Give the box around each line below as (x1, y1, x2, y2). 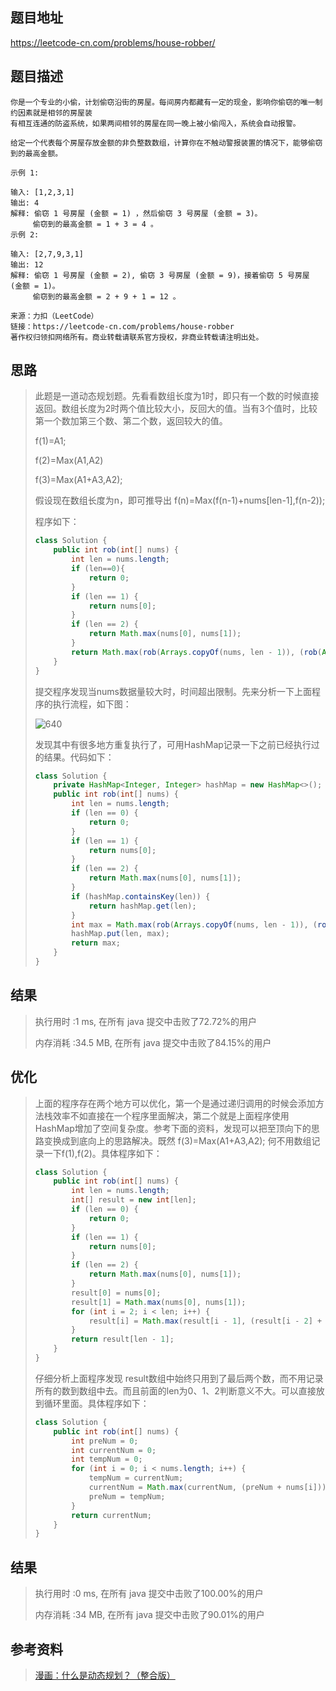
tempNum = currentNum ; (88, 1473, 184, 1483)
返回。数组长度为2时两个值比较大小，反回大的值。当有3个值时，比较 (34, 403, 318, 415)
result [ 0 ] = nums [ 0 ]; (71, 1288, 162, 1298)
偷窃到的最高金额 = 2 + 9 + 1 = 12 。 (32, 291, 181, 302)
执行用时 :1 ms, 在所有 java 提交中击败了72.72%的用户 (34, 1015, 258, 1027)
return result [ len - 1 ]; (71, 1334, 175, 1345)
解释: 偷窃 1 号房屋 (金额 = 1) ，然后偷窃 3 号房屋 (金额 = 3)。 (10, 208, 263, 218)
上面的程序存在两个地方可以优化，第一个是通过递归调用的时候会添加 (34, 1097, 316, 1109)
